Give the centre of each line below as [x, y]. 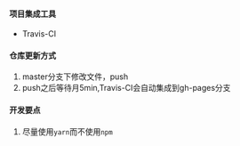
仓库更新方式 [32, 55]
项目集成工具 [32, 13]
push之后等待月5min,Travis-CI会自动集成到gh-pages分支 [126, 88]
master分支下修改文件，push [75, 77]
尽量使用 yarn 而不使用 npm [67, 131]
